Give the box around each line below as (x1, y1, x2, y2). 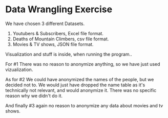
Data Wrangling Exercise (5, 4, 113, 15)
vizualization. (5, 66, 33, 73)
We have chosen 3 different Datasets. (5, 20, 85, 27)
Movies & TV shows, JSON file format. (12, 41, 94, 47)
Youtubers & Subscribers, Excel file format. (12, 30, 104, 36)
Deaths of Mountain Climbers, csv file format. (12, 36, 109, 42)
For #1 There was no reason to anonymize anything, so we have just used (5, 61, 160, 67)
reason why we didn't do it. (5, 92, 63, 99)
